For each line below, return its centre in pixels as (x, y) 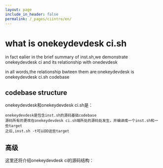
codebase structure (36, 93)
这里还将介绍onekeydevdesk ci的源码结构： (49, 160)
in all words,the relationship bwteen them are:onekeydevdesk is (70, 72)
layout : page (19, 10)
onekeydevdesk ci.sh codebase (37, 77)
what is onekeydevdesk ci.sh (66, 43)
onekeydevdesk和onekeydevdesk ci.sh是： (49, 105)
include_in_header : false (32, 14)
